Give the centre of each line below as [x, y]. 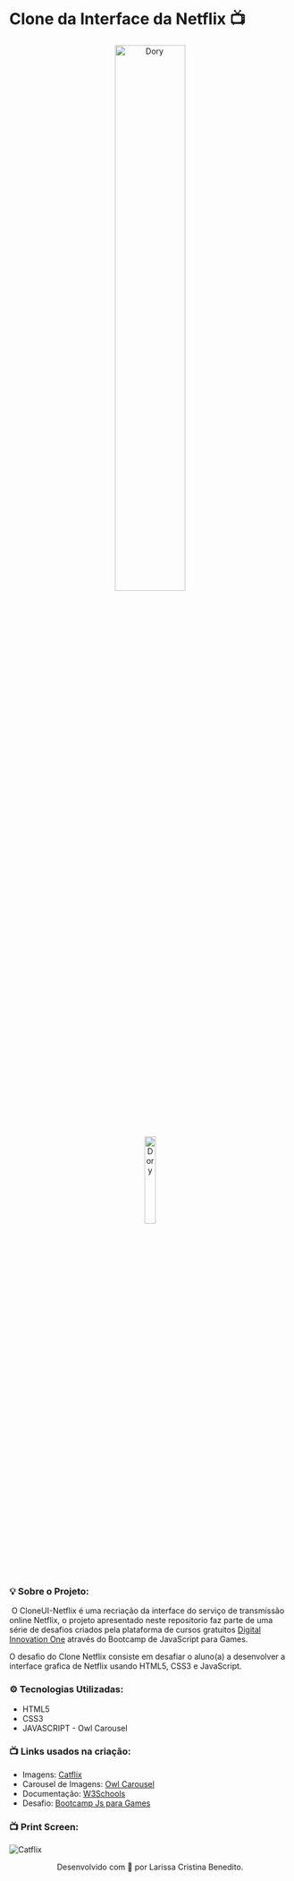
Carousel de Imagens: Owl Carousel [88, 1783]
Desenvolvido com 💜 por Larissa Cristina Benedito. [150, 1867]
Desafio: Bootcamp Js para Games [86, 1803]
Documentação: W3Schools [74, 1793]
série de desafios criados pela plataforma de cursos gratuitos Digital [135, 1630]
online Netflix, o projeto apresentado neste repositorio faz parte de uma [141, 1620]
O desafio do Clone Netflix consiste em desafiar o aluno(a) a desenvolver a [147, 1657]
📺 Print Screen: [44, 1826]
